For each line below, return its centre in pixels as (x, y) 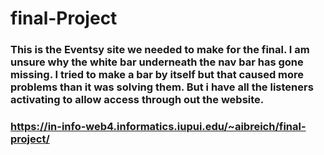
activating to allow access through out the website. (137, 100)
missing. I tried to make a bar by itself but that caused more (157, 75)
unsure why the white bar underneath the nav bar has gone (157, 62)
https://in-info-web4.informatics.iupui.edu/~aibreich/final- (158, 127)
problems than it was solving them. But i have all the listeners (162, 87)
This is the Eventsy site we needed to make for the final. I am (160, 50)
